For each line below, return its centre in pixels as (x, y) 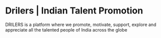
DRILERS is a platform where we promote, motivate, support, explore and (81, 24)
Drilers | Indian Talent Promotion (74, 11)
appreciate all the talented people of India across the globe (66, 29)
